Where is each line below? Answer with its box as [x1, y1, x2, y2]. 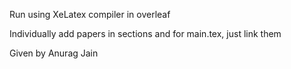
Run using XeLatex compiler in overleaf [9, 9, 171, 20]
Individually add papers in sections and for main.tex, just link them [9, 28, 282, 39]
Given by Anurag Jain [9, 47, 99, 59]
